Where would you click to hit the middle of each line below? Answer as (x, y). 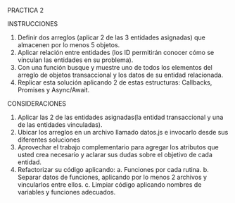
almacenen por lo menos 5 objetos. (69, 45)
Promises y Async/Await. (53, 90)
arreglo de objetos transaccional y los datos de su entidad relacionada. (120, 75)
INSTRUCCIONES (33, 24)
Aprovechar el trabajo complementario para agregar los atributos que (118, 147)
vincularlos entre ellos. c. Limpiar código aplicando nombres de (109, 185)
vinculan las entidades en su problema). (75, 60)
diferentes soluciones (49, 140)
